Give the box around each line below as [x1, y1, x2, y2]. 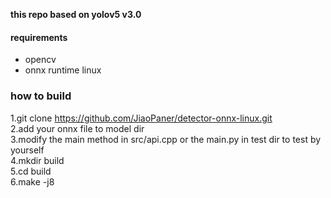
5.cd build [10, 165, 52, 177]
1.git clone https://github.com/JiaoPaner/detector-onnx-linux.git [10, 112, 273, 124]
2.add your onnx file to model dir [10, 122, 145, 134]
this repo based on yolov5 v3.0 [10, 9, 142, 20]
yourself [10, 144, 45, 156]
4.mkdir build [10, 154, 65, 166]
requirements [10, 31, 68, 43]
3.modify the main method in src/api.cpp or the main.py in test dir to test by [10, 133, 322, 145]
